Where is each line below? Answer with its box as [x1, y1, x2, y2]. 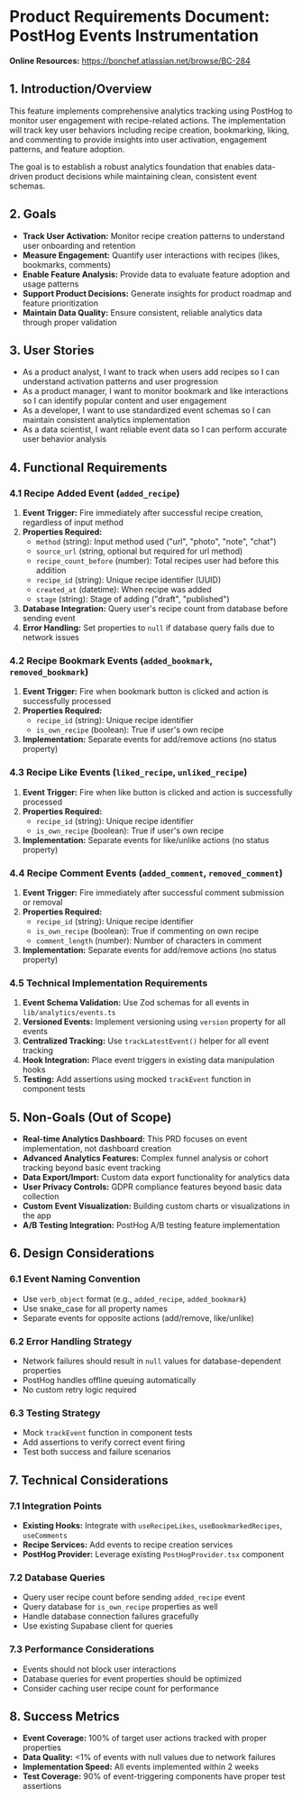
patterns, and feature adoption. [9, 143, 125, 154]
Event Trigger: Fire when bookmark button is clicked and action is [22, 686, 269, 697]
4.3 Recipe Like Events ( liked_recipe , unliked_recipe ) [9, 766, 248, 779]
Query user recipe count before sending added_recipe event [22, 1592, 245, 1602]
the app [22, 1210, 51, 1221]
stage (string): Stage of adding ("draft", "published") [35, 593, 230, 605]
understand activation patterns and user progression [22, 376, 219, 387]
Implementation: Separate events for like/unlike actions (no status [22, 834, 270, 845]
